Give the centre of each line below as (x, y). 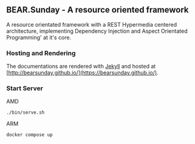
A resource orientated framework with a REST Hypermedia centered (92, 24)
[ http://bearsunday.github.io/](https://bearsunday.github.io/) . (83, 73)
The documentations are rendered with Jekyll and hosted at (81, 67)
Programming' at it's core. (39, 37)
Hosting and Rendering (41, 53)
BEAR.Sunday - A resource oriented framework (98, 10)
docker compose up (29, 135)
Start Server (25, 88)
